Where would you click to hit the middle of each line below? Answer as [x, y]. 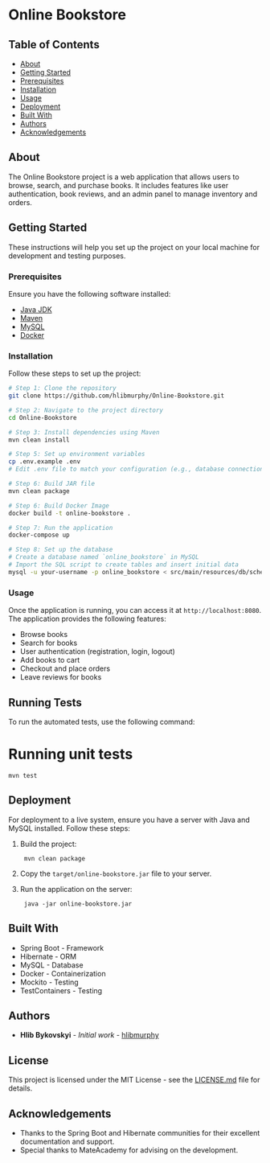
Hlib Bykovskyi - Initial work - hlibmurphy [89, 1035]
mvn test [23, 775]
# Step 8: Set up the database [61, 550]
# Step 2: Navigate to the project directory [86, 410]
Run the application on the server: [76, 889]
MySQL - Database [51, 965]
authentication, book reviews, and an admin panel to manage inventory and [133, 194]
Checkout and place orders [65, 668]
